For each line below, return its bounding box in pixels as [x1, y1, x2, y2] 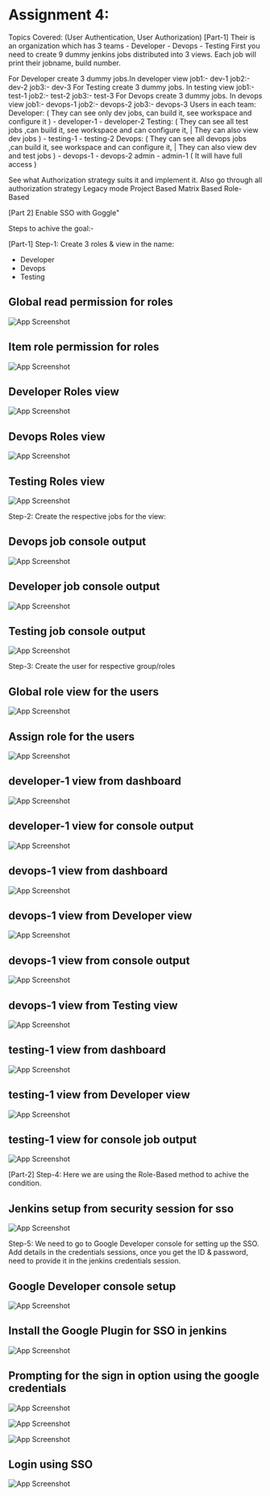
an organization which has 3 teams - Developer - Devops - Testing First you [8, 40, 260, 50]
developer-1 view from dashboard [8, 775, 181, 788]
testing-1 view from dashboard [8, 1043, 167, 1057]
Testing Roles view [8, 474, 106, 488]
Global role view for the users [8, 684, 160, 699]
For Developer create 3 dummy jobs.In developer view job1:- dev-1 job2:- [8, 73, 251, 83]
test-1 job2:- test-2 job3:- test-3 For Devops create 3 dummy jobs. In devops [8, 90, 263, 100]
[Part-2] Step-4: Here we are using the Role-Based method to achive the [8, 1170, 250, 1180]
